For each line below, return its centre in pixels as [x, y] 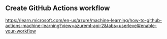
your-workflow [21, 31]
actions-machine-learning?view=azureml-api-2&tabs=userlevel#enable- [81, 25]
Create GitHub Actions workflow [58, 8]
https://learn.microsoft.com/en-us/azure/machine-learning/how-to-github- [84, 20]
